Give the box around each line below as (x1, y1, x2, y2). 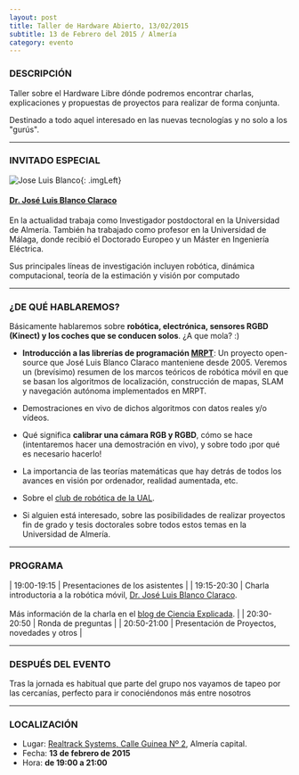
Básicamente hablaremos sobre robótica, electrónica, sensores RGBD (9, 321, 269, 332)
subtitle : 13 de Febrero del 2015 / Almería (9, 29, 177, 38)
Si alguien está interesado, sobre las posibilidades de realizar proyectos (21, 510, 286, 521)
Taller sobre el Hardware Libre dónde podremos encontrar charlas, (9, 87, 255, 98)
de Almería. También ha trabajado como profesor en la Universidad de (9, 225, 267, 235)
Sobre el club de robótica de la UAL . (21, 492, 156, 504)
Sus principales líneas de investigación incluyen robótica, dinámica (9, 260, 255, 272)
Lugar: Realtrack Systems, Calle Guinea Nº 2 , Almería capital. (21, 738, 247, 749)
